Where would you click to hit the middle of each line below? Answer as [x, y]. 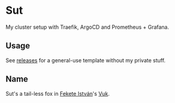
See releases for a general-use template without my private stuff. [85, 60]
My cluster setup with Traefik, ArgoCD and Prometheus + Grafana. [87, 27]
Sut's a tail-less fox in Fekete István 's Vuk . [58, 93]
